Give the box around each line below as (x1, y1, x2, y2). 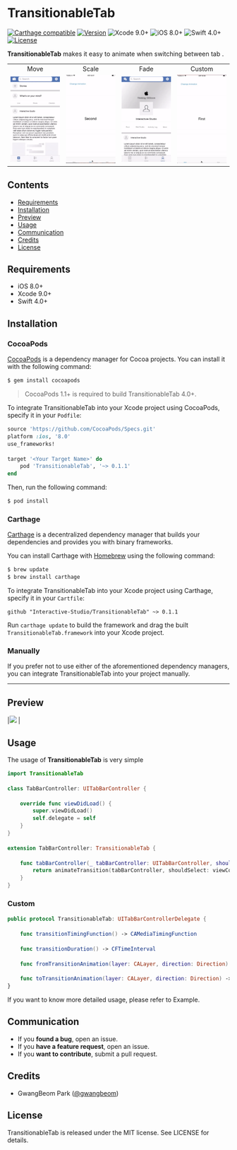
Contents (7, 179, 49, 192)
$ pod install (7, 498, 49, 505)
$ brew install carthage (7, 574, 80, 581)
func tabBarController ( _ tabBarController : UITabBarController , (20, 859, 213, 867)
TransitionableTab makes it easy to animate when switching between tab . (7, 49, 224, 58)
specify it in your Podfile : (7, 411, 82, 420)
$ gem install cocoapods (7, 377, 80, 385)
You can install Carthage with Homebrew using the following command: (7, 551, 215, 560)
